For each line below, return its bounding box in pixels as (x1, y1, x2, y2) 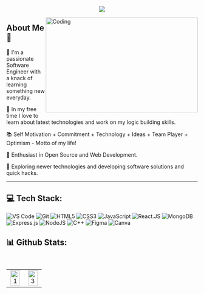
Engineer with (6, 67, 41, 75)
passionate (6, 55, 34, 62)
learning (6, 81, 27, 88)
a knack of (6, 74, 33, 81)
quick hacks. (6, 169, 38, 176)
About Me (6, 23, 44, 33)
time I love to (6, 112, 39, 119)
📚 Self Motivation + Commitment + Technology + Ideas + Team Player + (6, 131, 188, 138)
